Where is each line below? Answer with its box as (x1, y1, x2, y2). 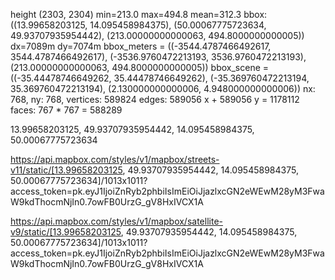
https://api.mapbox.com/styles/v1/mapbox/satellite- (10, 215, 223, 227)
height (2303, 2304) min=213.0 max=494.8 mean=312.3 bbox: (10, 9, 268, 20)
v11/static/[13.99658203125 (10, 164, 123, 176)
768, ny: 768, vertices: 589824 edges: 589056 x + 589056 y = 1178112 (10, 94, 300, 105)
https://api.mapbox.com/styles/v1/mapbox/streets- (10, 154, 220, 165)
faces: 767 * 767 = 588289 (10, 104, 123, 116)
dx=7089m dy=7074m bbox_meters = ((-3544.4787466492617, (10, 40, 272, 52)
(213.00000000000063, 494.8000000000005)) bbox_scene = (10, 62, 270, 73)
